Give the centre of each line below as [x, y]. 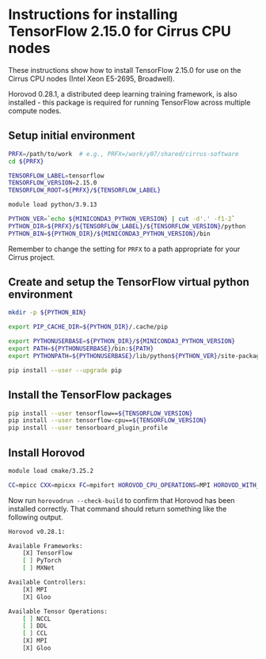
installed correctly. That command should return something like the [118, 509]
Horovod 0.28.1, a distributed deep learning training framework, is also [123, 93]
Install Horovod [47, 453]
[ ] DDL [35, 626]
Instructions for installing [93, 15]
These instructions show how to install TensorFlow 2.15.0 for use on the [125, 70]
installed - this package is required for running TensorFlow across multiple [129, 102]
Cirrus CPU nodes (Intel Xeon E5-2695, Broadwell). [92, 78]
